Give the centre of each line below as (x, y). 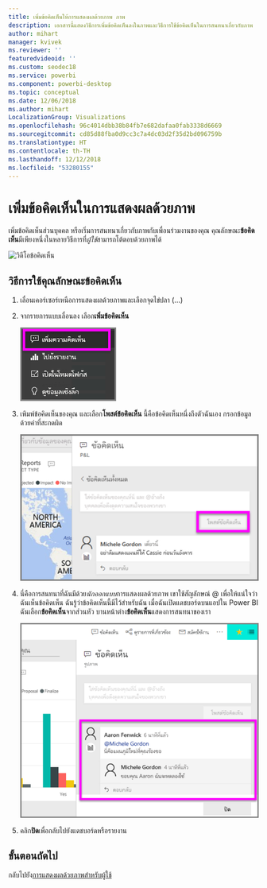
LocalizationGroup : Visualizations (67, 118)
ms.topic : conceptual (44, 92)
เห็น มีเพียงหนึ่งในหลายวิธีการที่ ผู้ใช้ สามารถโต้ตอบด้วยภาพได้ (85, 239)
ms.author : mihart (39, 109)
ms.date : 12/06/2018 (43, 101)
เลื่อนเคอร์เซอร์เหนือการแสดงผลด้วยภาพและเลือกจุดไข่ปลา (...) (101, 300)
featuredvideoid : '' (43, 59)
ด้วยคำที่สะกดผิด (41, 423)
